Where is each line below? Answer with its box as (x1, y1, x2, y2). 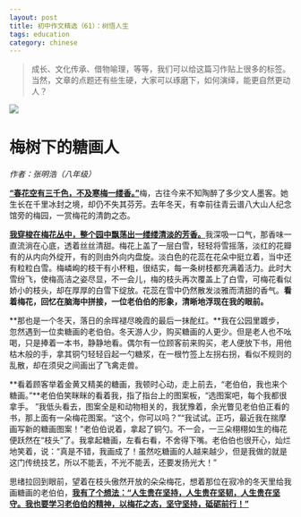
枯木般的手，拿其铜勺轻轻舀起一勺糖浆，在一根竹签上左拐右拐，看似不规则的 (9, 349, 292, 360)
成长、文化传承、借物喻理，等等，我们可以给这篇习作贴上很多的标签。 (30, 64, 291, 74)
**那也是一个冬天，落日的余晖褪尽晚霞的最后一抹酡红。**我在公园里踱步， (9, 315, 285, 326)
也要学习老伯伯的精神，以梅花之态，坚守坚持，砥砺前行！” (32, 498, 249, 510)
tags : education (9, 30, 70, 38)
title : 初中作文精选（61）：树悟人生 (9, 21, 130, 30)
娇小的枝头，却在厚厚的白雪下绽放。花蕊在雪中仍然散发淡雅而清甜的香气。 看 (9, 285, 292, 296)
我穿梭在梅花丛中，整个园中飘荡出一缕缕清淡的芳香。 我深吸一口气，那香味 (9, 229, 284, 240)
